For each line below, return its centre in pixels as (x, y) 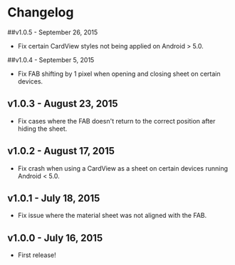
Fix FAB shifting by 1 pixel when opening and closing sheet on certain (119, 74)
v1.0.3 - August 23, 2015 (63, 104)
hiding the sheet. (42, 129)
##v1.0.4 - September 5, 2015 (51, 60)
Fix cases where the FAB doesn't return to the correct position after (116, 121)
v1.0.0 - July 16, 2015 (55, 237)
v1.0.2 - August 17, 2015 (61, 151)
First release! (37, 255)
